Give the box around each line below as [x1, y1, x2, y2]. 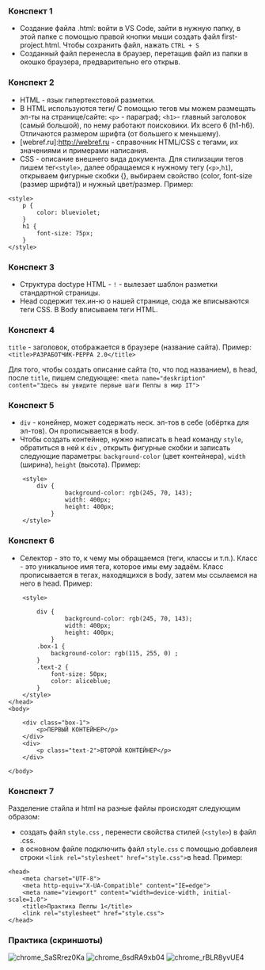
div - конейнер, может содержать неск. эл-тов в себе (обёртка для [19, 418, 249, 427]
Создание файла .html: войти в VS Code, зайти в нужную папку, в [19, 24, 241, 33]
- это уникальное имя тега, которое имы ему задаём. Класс [19, 561, 224, 571]
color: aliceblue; [50, 677, 112, 685]
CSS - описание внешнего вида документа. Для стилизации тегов [19, 154, 244, 163]
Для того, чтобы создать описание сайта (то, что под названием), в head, [8, 365, 258, 374]
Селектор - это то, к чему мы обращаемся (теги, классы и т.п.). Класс [19, 553, 258, 563]
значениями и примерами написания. [19, 145, 149, 155]
